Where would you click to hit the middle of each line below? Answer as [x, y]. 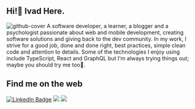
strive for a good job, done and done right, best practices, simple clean [96, 45]
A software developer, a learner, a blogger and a [108, 26]
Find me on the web [44, 84]
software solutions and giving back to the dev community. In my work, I [97, 39]
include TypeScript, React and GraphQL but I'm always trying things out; [97, 58]
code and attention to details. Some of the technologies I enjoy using [93, 52]
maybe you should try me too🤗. [46, 65]
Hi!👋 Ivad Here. [36, 11]
